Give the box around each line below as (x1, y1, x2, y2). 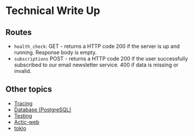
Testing (13, 112, 33, 119)
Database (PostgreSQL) (13, 106, 72, 113)
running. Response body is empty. (13, 49, 97, 56)
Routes (5, 27, 32, 37)
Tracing (13, 100, 33, 107)
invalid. (13, 68, 32, 74)
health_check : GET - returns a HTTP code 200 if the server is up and (13, 43, 180, 50)
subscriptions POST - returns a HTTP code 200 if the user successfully (13, 55, 188, 62)
